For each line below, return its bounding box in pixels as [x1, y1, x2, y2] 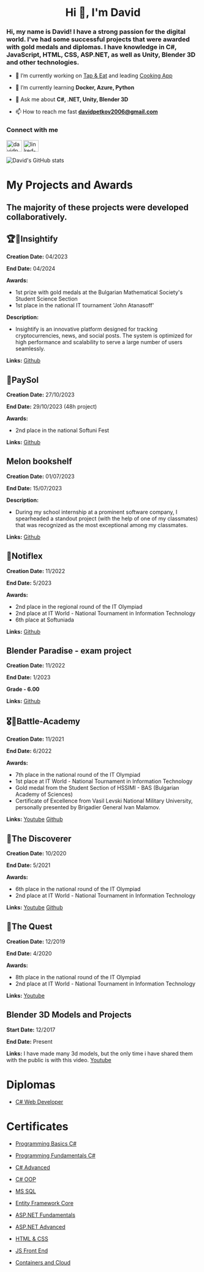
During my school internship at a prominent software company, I [15, 508, 178, 515]
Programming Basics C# [15, 1139, 77, 1147]
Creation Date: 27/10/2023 [6, 391, 75, 398]
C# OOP [15, 1175, 37, 1183]
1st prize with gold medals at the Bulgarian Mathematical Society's [15, 288, 183, 296]
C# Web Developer [15, 1098, 64, 1105]
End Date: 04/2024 [6, 265, 56, 272]
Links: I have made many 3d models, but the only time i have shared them [6, 1049, 193, 1057]
